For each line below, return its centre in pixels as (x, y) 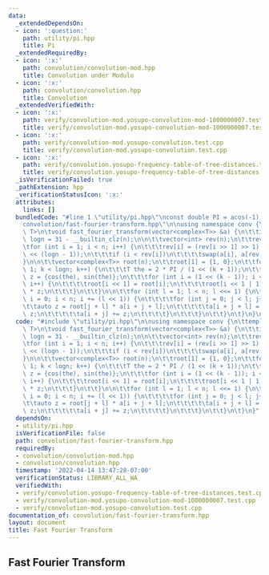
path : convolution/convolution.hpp (82, 90)
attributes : (36, 202)
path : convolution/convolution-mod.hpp (89, 68)
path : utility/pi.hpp (58, 38)
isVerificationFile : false (60, 433)
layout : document (37, 523)
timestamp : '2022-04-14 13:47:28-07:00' (84, 471)
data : (17, 16)
